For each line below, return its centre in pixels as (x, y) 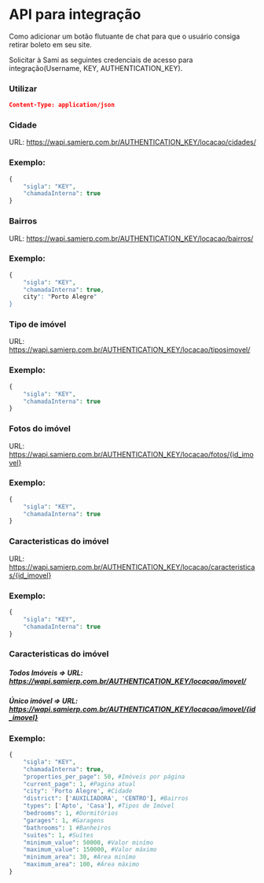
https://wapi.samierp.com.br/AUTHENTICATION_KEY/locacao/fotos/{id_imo (131, 454)
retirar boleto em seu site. (51, 44)
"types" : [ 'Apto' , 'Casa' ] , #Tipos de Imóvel (99, 806)
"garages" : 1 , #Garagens (64, 820)
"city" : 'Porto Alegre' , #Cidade (78, 791)
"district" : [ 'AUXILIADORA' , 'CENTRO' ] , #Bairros (106, 799)
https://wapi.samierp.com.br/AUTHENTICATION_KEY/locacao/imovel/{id (132, 709)
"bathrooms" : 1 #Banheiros (67, 828)
